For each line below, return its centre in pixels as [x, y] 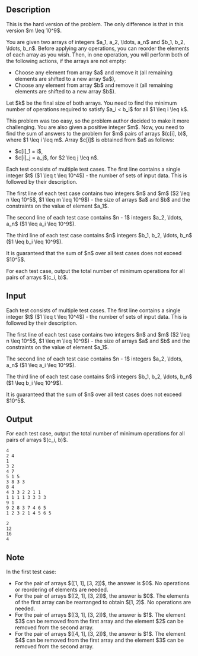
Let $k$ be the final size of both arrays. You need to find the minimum [92, 103]
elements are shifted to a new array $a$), [65, 79]
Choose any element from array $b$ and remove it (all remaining [94, 85]
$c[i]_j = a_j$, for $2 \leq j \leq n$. [57, 158]
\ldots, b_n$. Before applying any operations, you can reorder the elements [98, 48]
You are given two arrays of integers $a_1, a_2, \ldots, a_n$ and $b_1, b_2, [96, 42]
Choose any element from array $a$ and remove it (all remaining [94, 72]
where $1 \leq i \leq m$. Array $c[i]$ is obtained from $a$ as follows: [90, 140]
